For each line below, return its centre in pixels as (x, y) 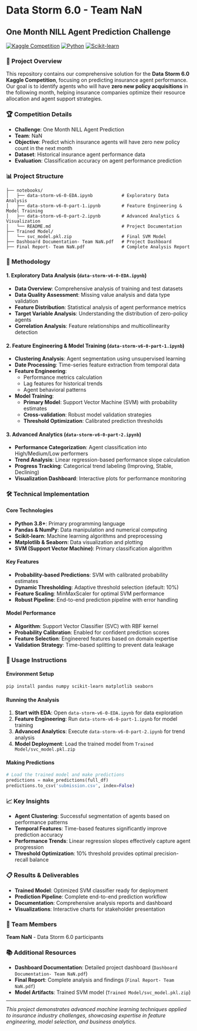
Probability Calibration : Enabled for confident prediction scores (92, 632)
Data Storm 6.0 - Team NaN (74, 10)
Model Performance (31, 613)
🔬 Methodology (28, 262)
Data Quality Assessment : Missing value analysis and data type (92, 295)
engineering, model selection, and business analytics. (71, 1022)
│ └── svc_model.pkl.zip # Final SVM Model (86, 236)
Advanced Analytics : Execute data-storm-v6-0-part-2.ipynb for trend (100, 731)
